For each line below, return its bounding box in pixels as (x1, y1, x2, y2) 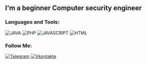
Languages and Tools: (5, 19, 60, 26)
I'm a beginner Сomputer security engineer (5, 4, 142, 12)
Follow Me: (5, 42, 32, 49)
